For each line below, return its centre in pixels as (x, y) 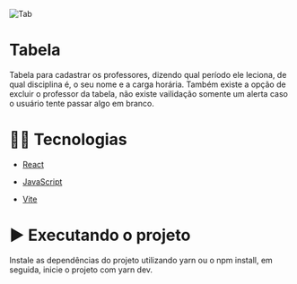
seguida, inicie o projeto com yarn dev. (81, 270)
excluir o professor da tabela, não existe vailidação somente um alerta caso (149, 93)
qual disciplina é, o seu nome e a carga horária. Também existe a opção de (148, 84)
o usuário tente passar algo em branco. (82, 103)
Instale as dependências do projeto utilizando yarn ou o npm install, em (141, 260)
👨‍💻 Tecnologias (68, 140)
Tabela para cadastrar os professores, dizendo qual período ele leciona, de (148, 74)
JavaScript (42, 181)
